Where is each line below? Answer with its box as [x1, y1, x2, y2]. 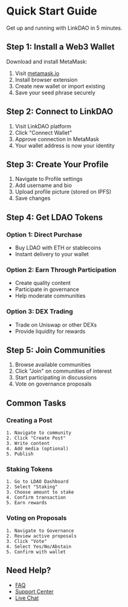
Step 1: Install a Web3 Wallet [6, 42, 115, 52]
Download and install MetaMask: [6, 57, 88, 65]
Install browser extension [14, 76, 78, 83]
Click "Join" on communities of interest [14, 367, 112, 375]
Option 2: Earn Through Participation [6, 265, 117, 274]
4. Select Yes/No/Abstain [6, 543, 71, 550]
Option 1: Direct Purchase [6, 230, 83, 238]
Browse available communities [14, 361, 91, 369]
